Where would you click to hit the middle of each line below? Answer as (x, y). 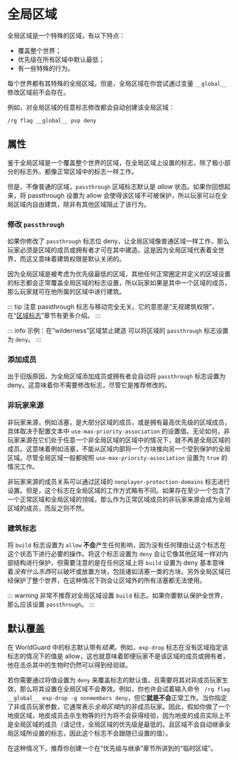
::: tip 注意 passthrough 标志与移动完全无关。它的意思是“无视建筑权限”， (113, 307)
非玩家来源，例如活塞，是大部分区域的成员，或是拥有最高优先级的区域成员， (119, 422)
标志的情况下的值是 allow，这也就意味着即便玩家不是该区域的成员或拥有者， (118, 656)
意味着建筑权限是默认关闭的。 (81, 259)
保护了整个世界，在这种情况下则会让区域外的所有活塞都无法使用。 (109, 580)
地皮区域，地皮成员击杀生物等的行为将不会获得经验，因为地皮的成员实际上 (116, 715)
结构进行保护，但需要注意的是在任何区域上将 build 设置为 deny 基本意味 (119, 562)
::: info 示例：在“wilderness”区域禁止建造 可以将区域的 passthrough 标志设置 (118, 331)
